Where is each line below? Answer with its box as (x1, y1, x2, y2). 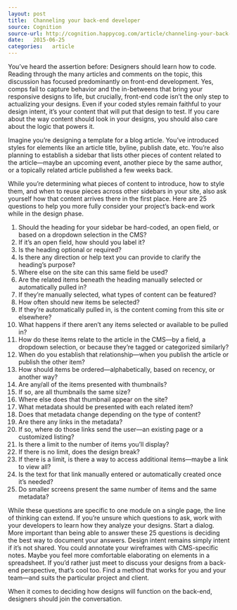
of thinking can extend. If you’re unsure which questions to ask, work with (8, 513, 222, 522)
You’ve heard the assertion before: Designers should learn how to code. (8, 63, 217, 70)
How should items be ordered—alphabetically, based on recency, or (18, 366, 215, 373)
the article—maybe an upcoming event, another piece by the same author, (8, 158, 224, 166)
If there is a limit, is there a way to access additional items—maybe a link (18, 455, 229, 463)
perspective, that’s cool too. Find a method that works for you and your (20, 566, 226, 574)
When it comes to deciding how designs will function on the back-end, (8, 587, 213, 595)
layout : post (8, 10, 46, 18)
